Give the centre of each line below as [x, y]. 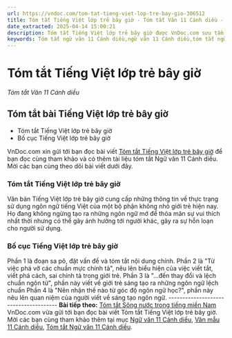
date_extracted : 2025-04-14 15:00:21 [61, 26]
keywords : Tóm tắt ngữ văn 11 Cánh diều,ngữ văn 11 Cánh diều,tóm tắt [111, 39]
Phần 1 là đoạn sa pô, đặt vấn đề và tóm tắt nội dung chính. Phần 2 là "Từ [111, 261]
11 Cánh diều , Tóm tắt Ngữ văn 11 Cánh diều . [70, 327]
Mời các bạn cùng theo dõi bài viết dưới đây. [70, 166]
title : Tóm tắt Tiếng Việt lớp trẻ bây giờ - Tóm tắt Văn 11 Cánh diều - [116, 20]
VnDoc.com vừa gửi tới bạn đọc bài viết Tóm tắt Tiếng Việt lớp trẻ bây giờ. [112, 312]
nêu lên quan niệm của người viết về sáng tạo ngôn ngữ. [87, 298]
